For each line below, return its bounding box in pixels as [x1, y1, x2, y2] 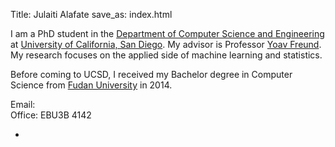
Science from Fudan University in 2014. [10, 79, 173, 91]
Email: [10, 99, 36, 110]
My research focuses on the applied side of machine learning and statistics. [10, 49, 323, 61]
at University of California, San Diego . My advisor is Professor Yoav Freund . [10, 39, 322, 50]
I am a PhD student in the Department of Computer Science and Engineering [10, 28, 325, 39]
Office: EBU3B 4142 [10, 109, 92, 121]
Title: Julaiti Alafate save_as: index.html [10, 9, 173, 20]
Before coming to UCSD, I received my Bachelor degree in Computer [10, 69, 293, 80]
